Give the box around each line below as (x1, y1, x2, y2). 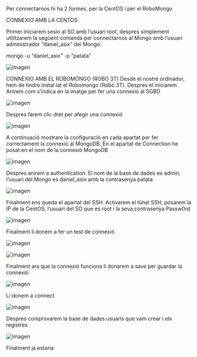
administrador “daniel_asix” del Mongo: (6, 41, 102, 48)
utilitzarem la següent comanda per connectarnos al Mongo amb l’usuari (6, 34, 183, 41)
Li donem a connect (6, 292, 55, 299)
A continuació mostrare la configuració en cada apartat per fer (6, 134, 159, 141)
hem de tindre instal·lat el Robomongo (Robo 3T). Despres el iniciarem (6, 81, 177, 89)
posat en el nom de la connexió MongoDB (6, 147, 108, 153)
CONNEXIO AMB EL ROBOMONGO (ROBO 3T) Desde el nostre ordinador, (6, 75, 185, 82)
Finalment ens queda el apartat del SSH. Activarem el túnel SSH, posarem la (6, 199, 192, 206)
